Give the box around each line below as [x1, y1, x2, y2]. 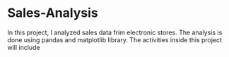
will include [7, 43, 40, 51]
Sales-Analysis [7, 5, 98, 21]
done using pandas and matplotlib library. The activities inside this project [7, 35, 223, 44]
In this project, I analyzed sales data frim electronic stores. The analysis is [7, 28, 223, 37]
